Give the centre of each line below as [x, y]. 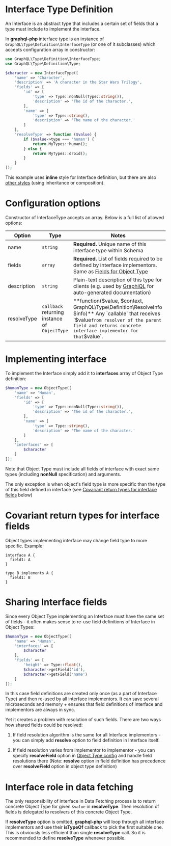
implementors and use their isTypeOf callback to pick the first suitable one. [84, 827]
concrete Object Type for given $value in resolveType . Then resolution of [82, 807]
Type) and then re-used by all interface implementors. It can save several [82, 699]
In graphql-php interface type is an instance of [55, 39]
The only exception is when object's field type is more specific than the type [85, 484]
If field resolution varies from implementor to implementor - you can [84, 750]
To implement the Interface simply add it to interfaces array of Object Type [84, 373]
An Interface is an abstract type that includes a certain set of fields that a [82, 23]
